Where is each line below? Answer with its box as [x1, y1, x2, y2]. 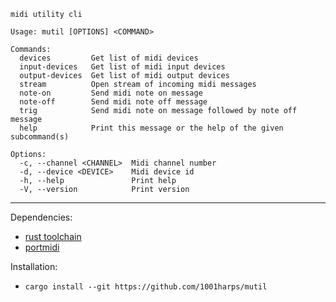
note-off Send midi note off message [19, 97, 208, 107]
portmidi [24, 241, 60, 253]
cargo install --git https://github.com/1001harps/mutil [24, 282, 268, 292]
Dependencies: [10, 211, 73, 223]
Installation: [10, 261, 58, 272]
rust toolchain [24, 231, 82, 242]
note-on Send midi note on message [19, 88, 203, 98]
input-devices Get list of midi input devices [19, 62, 226, 72]
